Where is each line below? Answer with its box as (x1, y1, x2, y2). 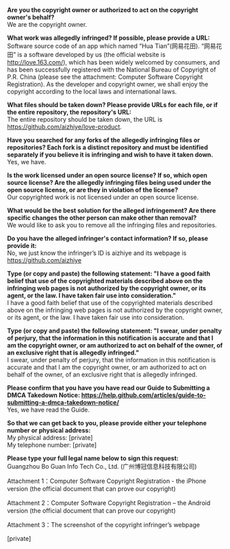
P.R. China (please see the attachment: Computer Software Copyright (7, 73, 203, 81)
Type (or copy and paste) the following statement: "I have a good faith (7, 269, 211, 278)
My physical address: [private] (7, 434, 93, 442)
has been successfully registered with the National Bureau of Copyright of (7, 65, 216, 74)
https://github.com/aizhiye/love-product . (7, 123, 122, 131)
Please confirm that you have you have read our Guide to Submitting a (7, 384, 210, 392)
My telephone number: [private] (7, 441, 97, 449)
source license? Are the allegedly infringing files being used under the (7, 179, 212, 186)
